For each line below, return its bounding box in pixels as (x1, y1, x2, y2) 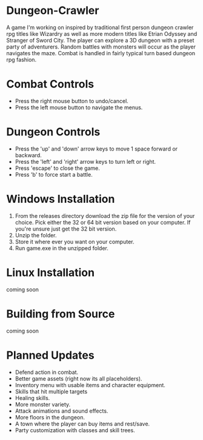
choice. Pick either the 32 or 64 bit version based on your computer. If (15, 218, 191, 226)
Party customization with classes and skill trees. (15, 426, 135, 434)
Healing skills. (15, 394, 50, 401)
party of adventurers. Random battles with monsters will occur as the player (6, 43, 196, 50)
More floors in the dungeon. (15, 413, 85, 421)
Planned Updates (6, 348, 95, 362)
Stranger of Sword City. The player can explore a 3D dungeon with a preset (6, 36, 195, 44)
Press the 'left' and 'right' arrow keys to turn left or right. (15, 158, 156, 165)
